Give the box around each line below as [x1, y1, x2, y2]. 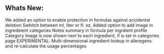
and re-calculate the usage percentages [5, 43, 87, 49]
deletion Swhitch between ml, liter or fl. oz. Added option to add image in [5, 22, 153, 28]
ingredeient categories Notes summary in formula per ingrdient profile [5, 27, 147, 33]
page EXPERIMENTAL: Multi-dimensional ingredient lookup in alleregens [5, 38, 152, 44]
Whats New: [5, 4, 44, 12]
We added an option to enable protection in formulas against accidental [5, 17, 150, 23]
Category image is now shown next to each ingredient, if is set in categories [5, 32, 160, 38]
